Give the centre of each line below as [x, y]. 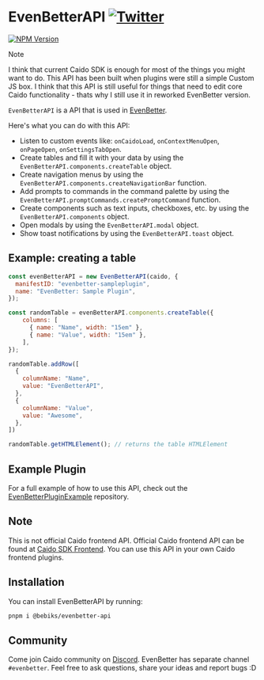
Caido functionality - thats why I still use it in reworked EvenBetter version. [130, 94]
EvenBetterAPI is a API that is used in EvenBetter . [88, 110]
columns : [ [40, 321]
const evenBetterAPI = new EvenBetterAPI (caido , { [93, 276]
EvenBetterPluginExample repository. [69, 496]
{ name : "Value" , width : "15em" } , [88, 335]
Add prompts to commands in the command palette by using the [124, 191]
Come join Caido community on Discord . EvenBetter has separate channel [129, 659]
